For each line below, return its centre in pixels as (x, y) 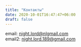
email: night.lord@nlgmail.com (37, 34)
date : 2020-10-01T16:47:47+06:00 (40, 15)
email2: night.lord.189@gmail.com (40, 39)
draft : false (19, 19)
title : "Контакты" (25, 10)
